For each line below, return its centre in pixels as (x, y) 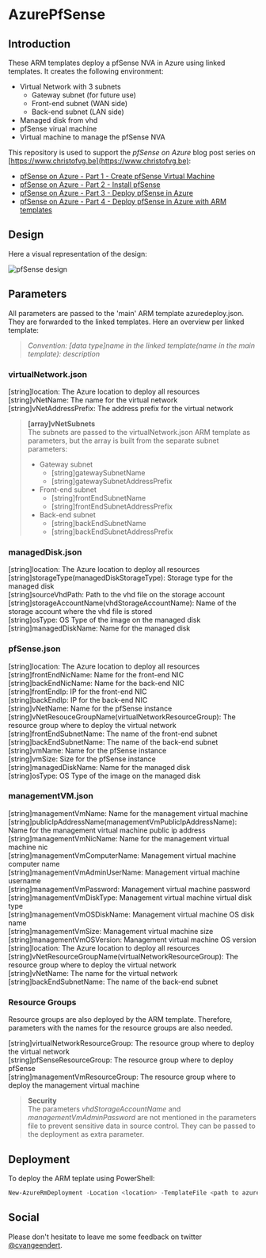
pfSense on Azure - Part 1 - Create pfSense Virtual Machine (117, 176)
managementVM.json (51, 796)
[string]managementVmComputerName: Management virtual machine (122, 855)
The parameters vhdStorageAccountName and (104, 1109)
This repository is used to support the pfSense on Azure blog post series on (132, 152)
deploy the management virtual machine (74, 1085)
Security (42, 1101)
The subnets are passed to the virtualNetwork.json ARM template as (139, 432)
